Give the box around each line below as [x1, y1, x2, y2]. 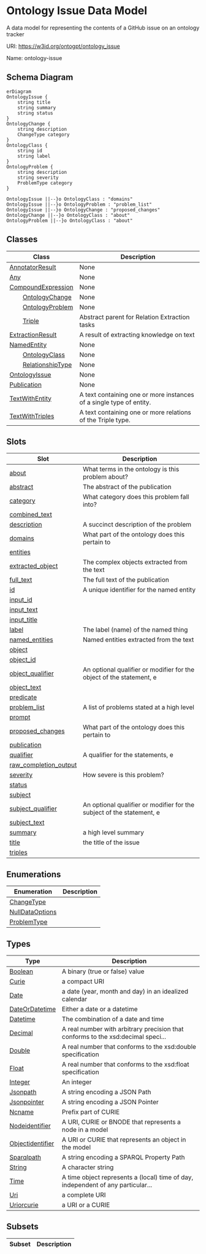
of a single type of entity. [79, 398, 151, 406]
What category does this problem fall [82, 493, 189, 501]
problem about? [82, 472, 129, 481]
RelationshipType [22, 360, 72, 369]
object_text [9, 683, 42, 692]
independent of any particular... [61, 1181, 152, 1189]
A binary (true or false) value [61, 967, 145, 976]
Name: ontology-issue [6, 54, 63, 61]
